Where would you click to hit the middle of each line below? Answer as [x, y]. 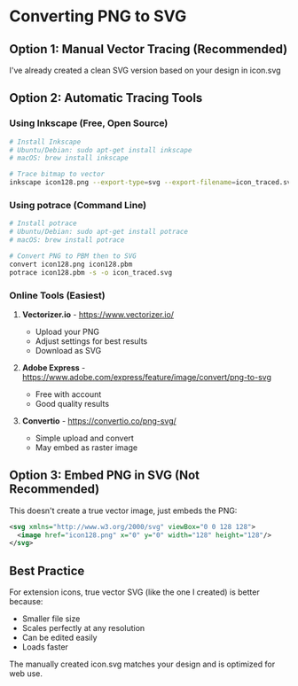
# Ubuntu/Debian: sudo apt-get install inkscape [101, 150]
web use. [26, 674]
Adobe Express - [54, 367]
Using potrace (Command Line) [78, 205]
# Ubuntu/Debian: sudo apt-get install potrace [99, 232]
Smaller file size [51, 619]
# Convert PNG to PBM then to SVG [73, 256]
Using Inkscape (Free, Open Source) [89, 123]
